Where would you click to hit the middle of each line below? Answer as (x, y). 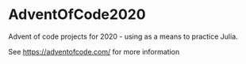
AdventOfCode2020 (77, 15)
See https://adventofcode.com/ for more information (94, 51)
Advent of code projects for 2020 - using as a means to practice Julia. (123, 36)
